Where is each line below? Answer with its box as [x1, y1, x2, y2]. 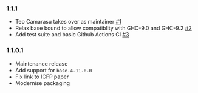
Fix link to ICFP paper [15, 73, 69, 80]
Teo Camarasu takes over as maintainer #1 [15, 18, 121, 26]
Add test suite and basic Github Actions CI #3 [15, 31, 129, 38]
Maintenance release [15, 60, 68, 67]
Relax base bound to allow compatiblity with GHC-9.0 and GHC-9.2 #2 [15, 24, 193, 32]
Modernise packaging [15, 79, 70, 86]
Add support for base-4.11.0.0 [15, 66, 92, 74]
